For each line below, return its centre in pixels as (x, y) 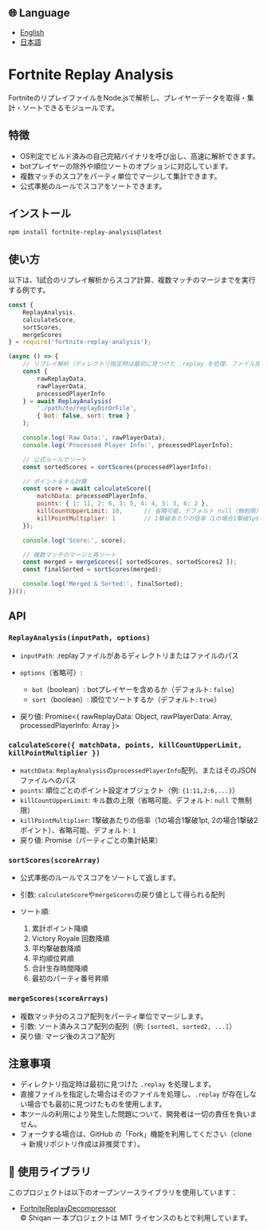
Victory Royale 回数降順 (71, 939)
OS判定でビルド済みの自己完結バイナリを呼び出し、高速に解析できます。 (140, 156)
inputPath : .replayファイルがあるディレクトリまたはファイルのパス (129, 655)
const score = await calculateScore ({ (87, 489)
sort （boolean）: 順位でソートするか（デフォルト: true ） (126, 699)
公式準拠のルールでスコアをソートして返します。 (100, 878)
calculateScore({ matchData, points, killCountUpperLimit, (125, 745)
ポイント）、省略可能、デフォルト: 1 (78, 830)
